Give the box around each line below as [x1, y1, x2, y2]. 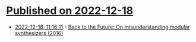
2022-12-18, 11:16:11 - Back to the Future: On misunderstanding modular [14, 23, 190, 30]
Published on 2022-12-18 [6, 4, 134, 17]
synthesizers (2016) [14, 29, 64, 36]
